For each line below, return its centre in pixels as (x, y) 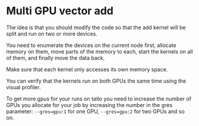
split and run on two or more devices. (52, 33)
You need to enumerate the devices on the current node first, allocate (91, 45)
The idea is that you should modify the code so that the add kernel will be (96, 27)
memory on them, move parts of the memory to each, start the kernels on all (99, 51)
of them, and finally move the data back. (56, 58)
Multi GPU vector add (60, 11)
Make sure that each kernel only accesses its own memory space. (87, 69)
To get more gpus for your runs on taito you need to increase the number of (99, 99)
